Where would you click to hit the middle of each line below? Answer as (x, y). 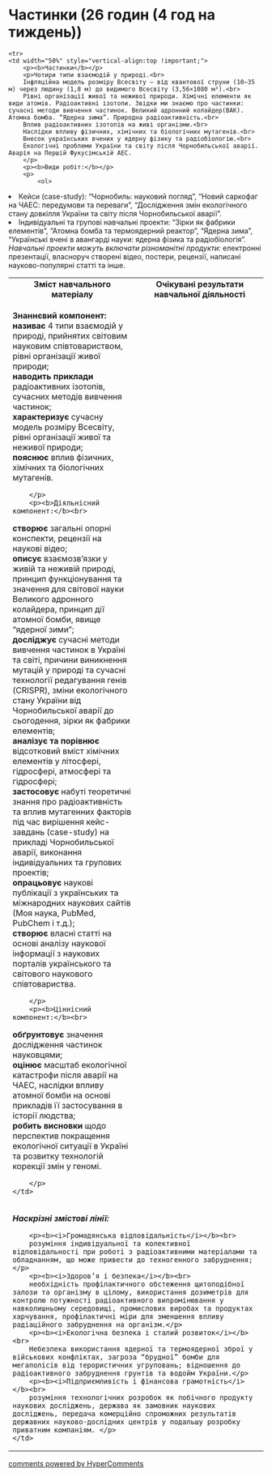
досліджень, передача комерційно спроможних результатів (124, 1414)
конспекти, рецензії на (57, 538)
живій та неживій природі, (64, 569)
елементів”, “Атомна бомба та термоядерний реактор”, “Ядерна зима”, (131, 230)
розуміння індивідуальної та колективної (110, 1244)
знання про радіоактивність (68, 801)
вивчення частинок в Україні (69, 650)
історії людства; (44, 1116)
